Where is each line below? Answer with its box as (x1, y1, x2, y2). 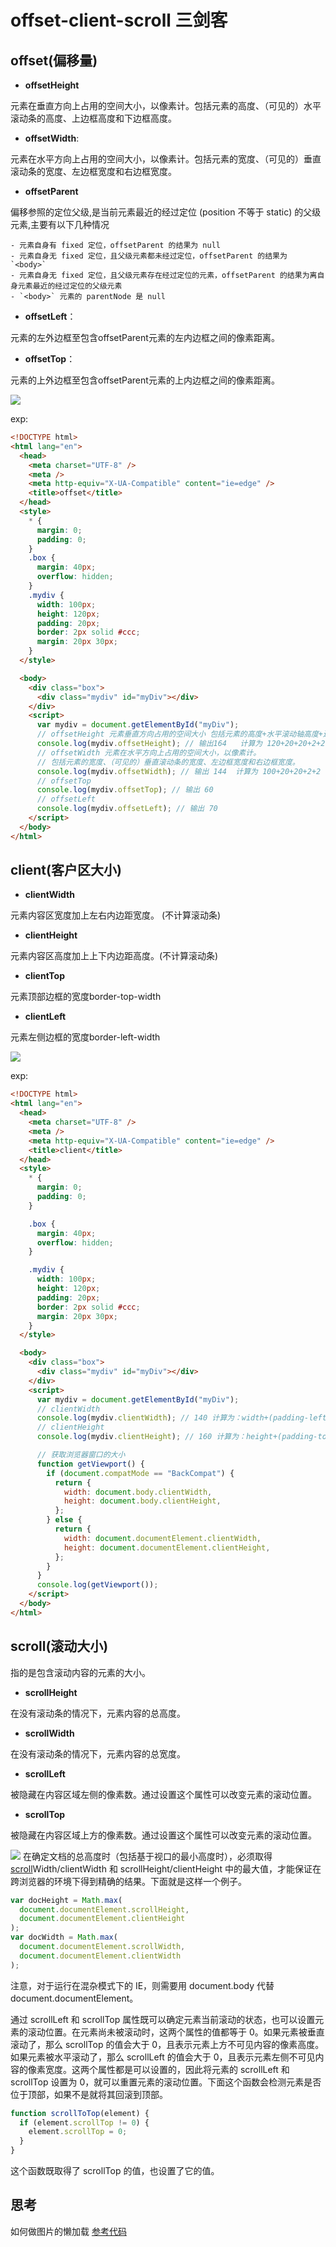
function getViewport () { (36, 1459, 145, 1469)
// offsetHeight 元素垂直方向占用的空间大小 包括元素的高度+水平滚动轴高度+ (36, 729, 324, 740)
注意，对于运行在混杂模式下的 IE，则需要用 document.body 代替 (10, 1979, 275, 1991)
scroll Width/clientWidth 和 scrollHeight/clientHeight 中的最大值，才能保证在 (10, 1862, 322, 1875)
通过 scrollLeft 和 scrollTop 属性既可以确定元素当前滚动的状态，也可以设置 (10, 2013, 316, 2025)
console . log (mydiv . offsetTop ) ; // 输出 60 (36, 785, 214, 795)
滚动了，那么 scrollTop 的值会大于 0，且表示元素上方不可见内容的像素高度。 (10, 2038, 325, 2050)
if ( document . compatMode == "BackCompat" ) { (46, 1468, 235, 1478)
